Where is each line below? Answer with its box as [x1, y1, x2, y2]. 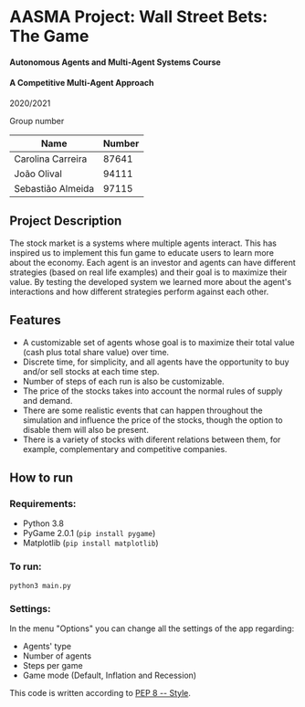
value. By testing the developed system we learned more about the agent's [9, 276, 292, 287]
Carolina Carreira [14, 153, 88, 165]
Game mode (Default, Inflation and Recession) [22, 670, 197, 681]
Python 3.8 [22, 518, 64, 529]
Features [9, 312, 61, 328]
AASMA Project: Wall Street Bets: [9, 6, 268, 27]
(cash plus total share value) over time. [22, 346, 170, 357]
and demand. [22, 395, 73, 406]
